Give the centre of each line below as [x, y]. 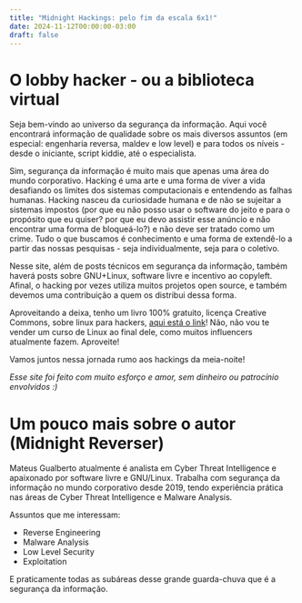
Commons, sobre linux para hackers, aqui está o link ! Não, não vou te [140, 322]
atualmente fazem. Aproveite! [65, 342]
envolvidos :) [34, 387]
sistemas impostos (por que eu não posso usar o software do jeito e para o [150, 210]
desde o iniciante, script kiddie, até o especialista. [103, 153]
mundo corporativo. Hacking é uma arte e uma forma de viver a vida [137, 181]
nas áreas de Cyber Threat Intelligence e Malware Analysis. [121, 497]
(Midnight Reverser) [87, 443]
